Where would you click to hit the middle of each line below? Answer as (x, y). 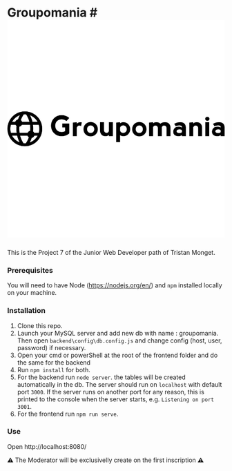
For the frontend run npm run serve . (68, 414)
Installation (27, 311)
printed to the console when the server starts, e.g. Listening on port (115, 399)
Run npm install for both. (54, 369)
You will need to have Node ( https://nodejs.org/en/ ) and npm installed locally (115, 285)
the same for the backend (54, 362)
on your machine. (32, 293)
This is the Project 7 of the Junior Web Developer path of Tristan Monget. (111, 252)
